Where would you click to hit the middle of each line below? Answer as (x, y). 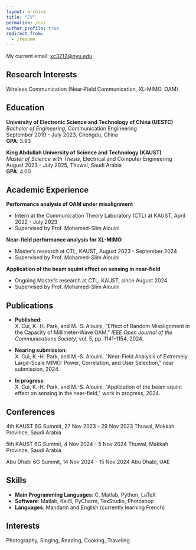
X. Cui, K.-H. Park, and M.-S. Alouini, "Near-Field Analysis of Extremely (101, 357)
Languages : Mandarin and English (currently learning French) (90, 507)
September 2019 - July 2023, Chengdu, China (62, 135)
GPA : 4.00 (19, 171)
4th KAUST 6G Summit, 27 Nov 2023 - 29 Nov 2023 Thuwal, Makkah (90, 426)
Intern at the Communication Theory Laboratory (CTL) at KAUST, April (100, 216)
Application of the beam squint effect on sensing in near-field (83, 269)
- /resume (23, 39)
